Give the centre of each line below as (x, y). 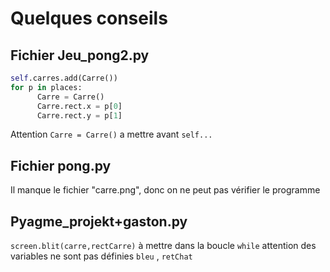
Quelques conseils (89, 18)
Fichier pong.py (61, 165)
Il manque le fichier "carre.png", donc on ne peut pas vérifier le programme (165, 190)
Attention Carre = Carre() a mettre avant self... (111, 134)
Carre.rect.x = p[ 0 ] (79, 106)
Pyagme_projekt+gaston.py (99, 221)
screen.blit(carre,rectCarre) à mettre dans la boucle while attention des (163, 245)
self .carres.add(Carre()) (64, 78)
